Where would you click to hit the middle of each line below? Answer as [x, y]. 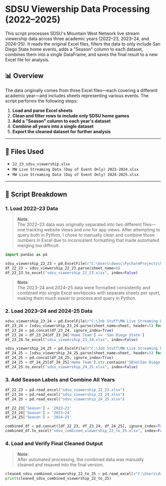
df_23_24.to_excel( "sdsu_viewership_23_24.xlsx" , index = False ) [72, 340]
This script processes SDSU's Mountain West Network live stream [72, 33]
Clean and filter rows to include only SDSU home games [71, 115]
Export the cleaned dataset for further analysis [62, 131]
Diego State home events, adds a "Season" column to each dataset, [74, 49]
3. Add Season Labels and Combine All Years [60, 379]
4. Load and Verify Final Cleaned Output [54, 443]
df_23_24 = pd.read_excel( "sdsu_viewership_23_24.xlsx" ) [65, 394]
